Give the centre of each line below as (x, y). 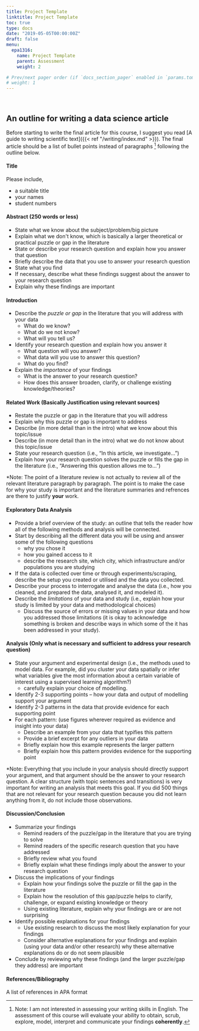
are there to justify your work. (42, 496)
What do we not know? (52, 332)
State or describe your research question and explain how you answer (100, 249)
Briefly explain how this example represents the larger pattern (99, 744)
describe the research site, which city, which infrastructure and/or (104, 561)
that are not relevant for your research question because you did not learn (96, 794)
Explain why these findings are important (65, 287)
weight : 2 (29, 67)
